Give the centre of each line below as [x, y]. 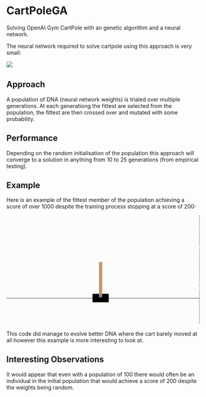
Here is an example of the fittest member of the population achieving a [96, 200]
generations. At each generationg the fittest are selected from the [89, 106]
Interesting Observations [55, 360]
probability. [21, 119]
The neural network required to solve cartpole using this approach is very [99, 46]
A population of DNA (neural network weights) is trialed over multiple [93, 99]
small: [14, 52]
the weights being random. [40, 387]
